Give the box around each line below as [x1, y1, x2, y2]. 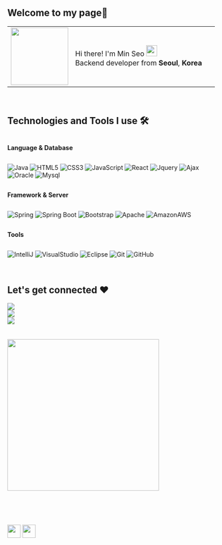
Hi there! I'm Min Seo [75, 49, 144, 59]
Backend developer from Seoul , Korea [75, 58, 202, 68]
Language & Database [7, 143, 73, 152]
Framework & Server [7, 190, 69, 199]
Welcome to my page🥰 [7, 7, 108, 19]
